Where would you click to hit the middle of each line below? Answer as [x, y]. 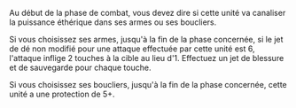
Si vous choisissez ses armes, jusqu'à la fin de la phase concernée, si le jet [146, 39]
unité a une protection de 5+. [62, 94]
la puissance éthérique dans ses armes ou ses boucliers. [113, 22]
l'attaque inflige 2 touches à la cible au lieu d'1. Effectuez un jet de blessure [147, 58]
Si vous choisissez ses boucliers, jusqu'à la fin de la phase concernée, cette [148, 85]
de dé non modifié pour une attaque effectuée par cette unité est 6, [132, 49]
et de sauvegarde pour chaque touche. [80, 67]
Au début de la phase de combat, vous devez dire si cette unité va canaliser [148, 13]
